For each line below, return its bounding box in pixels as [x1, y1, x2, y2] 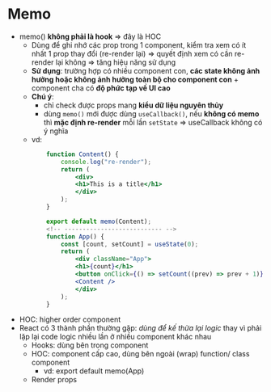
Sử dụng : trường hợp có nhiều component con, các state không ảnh [31, 65, 260, 75]
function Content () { [46, 150, 119, 158]
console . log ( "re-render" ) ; [60, 158, 151, 166]
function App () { [46, 232, 104, 241]
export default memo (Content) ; [46, 217, 151, 226]
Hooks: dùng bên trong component [31, 340, 149, 350]
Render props [31, 375, 78, 385]
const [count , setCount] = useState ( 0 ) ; [60, 240, 199, 248]
